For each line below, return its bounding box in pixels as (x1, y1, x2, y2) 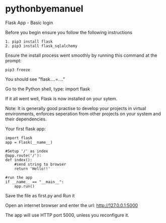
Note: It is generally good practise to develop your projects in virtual (5, 105, 146, 111)
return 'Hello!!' (14, 166, 51, 171)
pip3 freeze (5, 67, 30, 72)
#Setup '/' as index (5, 149, 49, 154)
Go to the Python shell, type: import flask (5, 86, 91, 92)
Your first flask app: (5, 126, 46, 132)
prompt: (5, 57, 22, 63)
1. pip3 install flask (5, 39, 53, 44)
